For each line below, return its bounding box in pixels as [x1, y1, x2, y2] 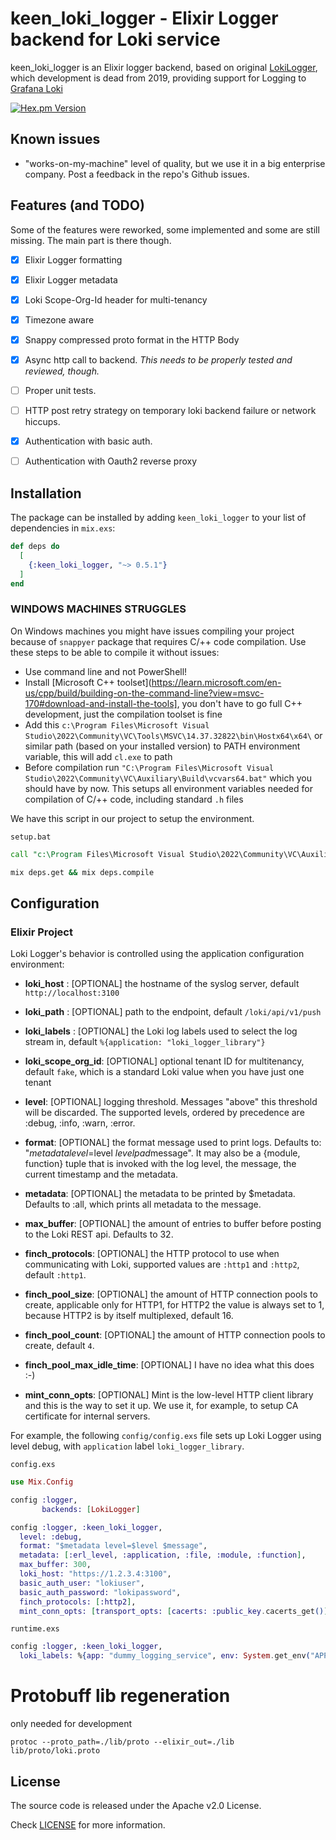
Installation [10, 485, 82, 502]
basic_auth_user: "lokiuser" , [19, 1578, 145, 1588]
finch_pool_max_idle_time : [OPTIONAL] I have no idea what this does [24, 1359, 315, 1371]
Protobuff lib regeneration [10, 1685, 231, 1707]
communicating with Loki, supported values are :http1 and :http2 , [24, 1258, 300, 1271]
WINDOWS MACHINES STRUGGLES [10, 602, 187, 616]
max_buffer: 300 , [19, 1560, 92, 1570]
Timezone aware [24, 313, 95, 326]
